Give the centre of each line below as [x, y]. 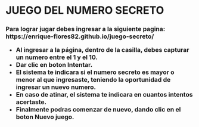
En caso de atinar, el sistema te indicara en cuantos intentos [104, 95]
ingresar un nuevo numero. [56, 87]
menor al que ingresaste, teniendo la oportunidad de [93, 80]
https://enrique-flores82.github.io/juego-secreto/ [80, 36]
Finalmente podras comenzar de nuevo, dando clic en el [98, 110]
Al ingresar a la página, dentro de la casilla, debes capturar [102, 50]
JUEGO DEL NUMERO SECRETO [85, 10]
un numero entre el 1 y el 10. [57, 57]
